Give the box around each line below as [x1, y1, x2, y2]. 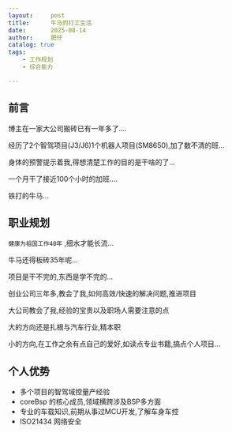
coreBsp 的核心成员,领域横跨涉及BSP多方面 [19, 397, 162, 407]
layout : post [8, 11, 65, 20]
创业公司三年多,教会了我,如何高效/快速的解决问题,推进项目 [8, 289, 197, 299]
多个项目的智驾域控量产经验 [19, 387, 110, 397]
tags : [8, 48, 26, 56]
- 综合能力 [22, 63, 54, 71]
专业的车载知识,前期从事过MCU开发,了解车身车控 [19, 407, 179, 416]
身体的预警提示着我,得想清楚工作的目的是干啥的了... [8, 157, 176, 167]
